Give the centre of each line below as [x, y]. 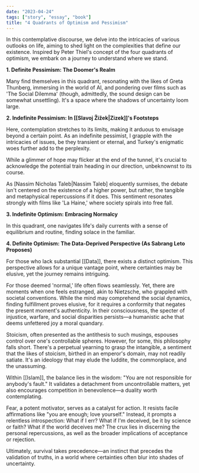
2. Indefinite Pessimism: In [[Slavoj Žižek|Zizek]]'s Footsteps [82, 118]
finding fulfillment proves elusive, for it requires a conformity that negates [96, 304]
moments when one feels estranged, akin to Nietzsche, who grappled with [97, 292]
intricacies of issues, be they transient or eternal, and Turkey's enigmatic [95, 142]
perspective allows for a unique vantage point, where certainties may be [94, 268]
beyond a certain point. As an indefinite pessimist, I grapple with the [89, 136]
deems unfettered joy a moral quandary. [55, 323]
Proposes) [19, 250]
